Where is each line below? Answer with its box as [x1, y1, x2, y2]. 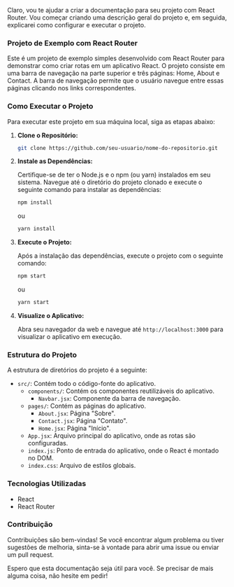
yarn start [17, 299, 50, 306]
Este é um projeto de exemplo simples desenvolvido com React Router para [7, 54, 225, 62]
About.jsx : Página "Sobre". [38, 409, 116, 417]
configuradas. [27, 439, 68, 448]
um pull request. [7, 550, 54, 559]
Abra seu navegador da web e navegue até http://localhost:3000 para [17, 325, 224, 333]
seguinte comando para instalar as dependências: [17, 186, 162, 194]
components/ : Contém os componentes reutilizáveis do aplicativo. [27, 387, 215, 395]
